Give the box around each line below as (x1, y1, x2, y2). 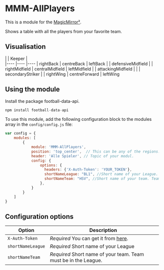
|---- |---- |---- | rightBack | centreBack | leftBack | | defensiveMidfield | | (5, 60, 153, 66)
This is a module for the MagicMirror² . (5, 19, 82, 25)
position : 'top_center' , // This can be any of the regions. (31, 149, 161, 154)
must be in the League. (49, 257, 102, 264)
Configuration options (5, 212, 74, 221)
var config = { (5, 131, 36, 136)
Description (89, 227, 117, 234)
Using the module (5, 85, 60, 94)
